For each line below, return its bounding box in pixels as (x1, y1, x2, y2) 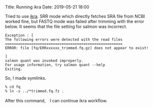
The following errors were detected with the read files (5, 37, 123, 42)
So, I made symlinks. (5, 75, 47, 81)
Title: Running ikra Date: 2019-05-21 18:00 (5, 4, 89, 10)
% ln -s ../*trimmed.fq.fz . (5, 89, 64, 94)
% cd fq (5, 84, 21, 89)
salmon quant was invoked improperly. (5, 58, 84, 63)
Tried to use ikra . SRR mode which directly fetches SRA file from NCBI (5, 13, 145, 19)
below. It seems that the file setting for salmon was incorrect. (5, 24, 127, 29)
